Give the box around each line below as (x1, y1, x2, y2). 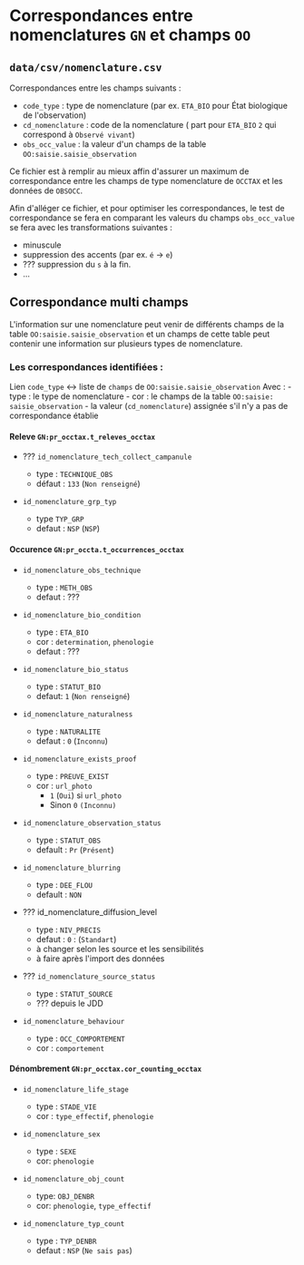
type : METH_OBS (35, 581, 93, 592)
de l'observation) (22, 110, 87, 121)
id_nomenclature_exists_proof (22, 754, 138, 764)
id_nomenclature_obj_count (22, 1174, 125, 1183)
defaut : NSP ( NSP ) (35, 523, 101, 534)
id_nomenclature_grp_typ (22, 498, 117, 507)
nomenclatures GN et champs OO (9, 24, 251, 45)
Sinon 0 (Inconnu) (49, 799, 117, 810)
